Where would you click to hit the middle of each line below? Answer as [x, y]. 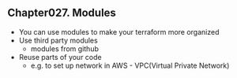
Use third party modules [58, 40]
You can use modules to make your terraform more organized [119, 32]
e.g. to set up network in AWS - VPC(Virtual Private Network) [130, 65]
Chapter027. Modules [62, 13]
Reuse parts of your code [60, 57]
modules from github [65, 48]
